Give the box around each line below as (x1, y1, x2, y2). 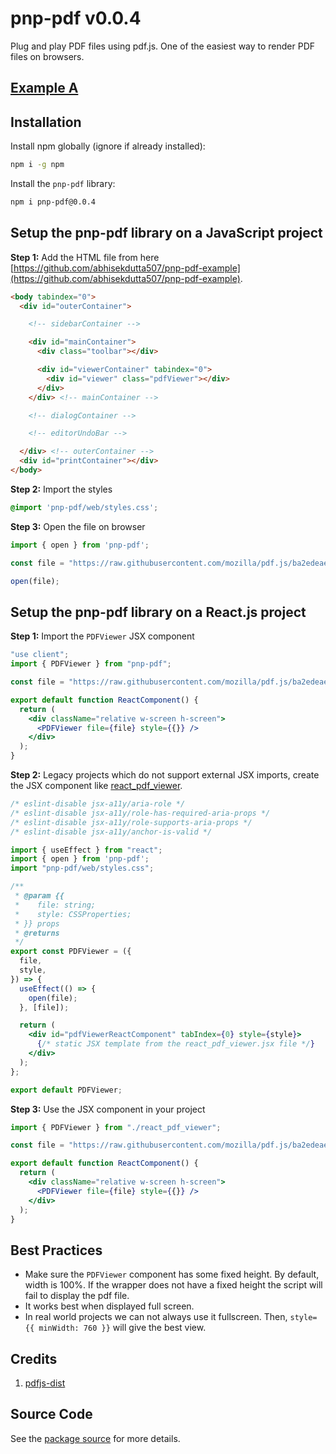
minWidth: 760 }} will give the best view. (38, 1322, 207, 1334)
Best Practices (10, 1242, 103, 1259)
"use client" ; (10, 650, 70, 660)
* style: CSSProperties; (14, 909, 132, 919)
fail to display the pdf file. (24, 1290, 130, 1302)
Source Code (10, 1406, 93, 1423)
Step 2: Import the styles (10, 483, 113, 495)
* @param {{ (14, 891, 65, 901)
